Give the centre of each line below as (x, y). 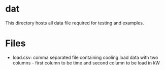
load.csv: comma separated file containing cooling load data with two (85, 57)
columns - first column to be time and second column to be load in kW (86, 63)
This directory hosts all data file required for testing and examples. (75, 23)
